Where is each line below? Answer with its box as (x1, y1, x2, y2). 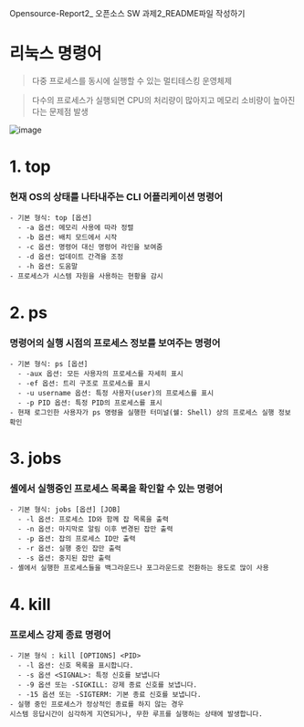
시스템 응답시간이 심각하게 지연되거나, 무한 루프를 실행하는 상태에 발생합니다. (9, 709, 263, 719)
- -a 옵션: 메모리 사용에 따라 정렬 (17, 223, 134, 233)
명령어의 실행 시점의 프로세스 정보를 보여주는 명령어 (9, 336, 221, 349)
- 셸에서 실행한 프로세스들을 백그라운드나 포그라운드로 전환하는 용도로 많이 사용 (9, 564, 269, 573)
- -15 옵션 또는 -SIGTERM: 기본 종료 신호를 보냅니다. (17, 690, 202, 699)
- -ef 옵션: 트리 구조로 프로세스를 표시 (17, 378, 151, 388)
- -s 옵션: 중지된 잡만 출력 (17, 553, 111, 564)
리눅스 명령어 (9, 44, 102, 64)
